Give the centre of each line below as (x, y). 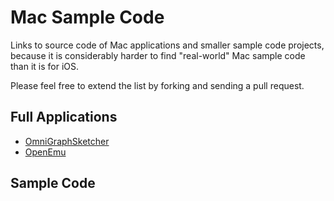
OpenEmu (45, 152)
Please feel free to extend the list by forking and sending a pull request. (157, 85)
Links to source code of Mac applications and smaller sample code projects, (167, 45)
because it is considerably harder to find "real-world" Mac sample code (158, 55)
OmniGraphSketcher (67, 141)
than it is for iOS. (45, 66)
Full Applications (64, 117)
